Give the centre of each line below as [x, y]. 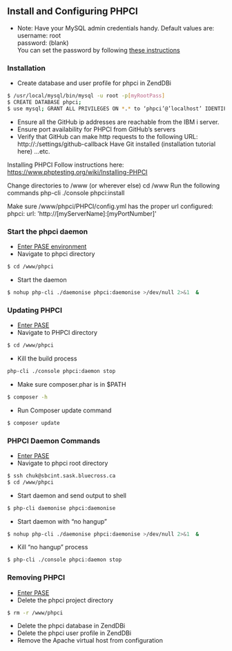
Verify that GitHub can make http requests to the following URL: [107, 136]
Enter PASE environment [52, 247]
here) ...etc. [33, 151]
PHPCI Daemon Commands [54, 441]
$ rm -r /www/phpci [35, 613]
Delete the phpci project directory [65, 600]
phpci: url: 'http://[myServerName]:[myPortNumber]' [82, 213]
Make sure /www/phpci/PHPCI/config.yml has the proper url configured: [110, 206]
